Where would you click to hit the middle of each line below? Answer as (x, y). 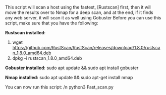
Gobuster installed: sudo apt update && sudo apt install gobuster (72, 68)
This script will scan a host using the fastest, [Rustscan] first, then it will (78, 7)
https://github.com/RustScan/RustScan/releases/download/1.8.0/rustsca (86, 47)
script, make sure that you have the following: (52, 23)
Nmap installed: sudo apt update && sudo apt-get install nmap (69, 77)
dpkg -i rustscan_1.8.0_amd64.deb (47, 58)
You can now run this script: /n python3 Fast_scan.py (59, 87)
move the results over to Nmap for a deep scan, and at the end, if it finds (79, 12)
